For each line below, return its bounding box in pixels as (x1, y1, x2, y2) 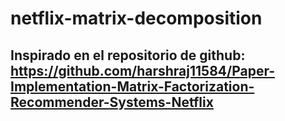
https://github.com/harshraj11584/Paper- (10, 62, 276, 79)
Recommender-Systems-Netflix (10, 93, 214, 111)
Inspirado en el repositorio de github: (10, 47, 246, 64)
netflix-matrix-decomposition (10, 7, 263, 30)
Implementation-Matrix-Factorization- (10, 78, 255, 95)
